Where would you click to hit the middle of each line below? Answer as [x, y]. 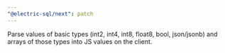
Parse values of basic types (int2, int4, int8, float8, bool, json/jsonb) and [112, 34]
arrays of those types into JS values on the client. [80, 41]
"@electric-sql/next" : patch [50, 14]
